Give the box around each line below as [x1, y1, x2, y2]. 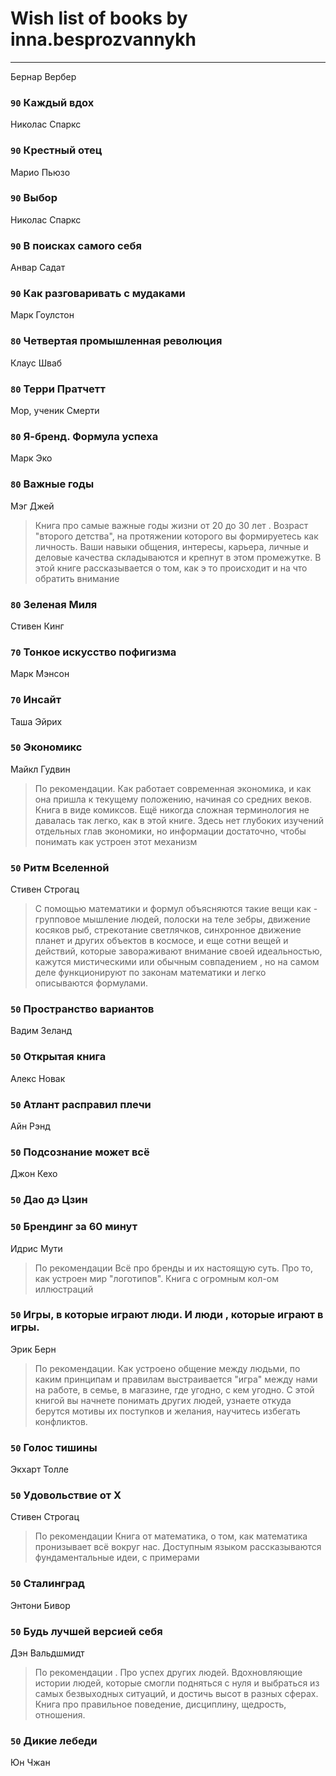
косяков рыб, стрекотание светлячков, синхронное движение [34, 924, 302, 936]
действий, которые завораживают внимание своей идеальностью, [34, 945, 323, 957]
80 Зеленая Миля [10, 597, 98, 611]
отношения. [34, 1708, 86, 1721]
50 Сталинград [10, 1577, 85, 1591]
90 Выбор [10, 191, 58, 205]
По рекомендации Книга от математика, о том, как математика [34, 1530, 308, 1542]
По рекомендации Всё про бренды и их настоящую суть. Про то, [34, 1262, 313, 1274]
